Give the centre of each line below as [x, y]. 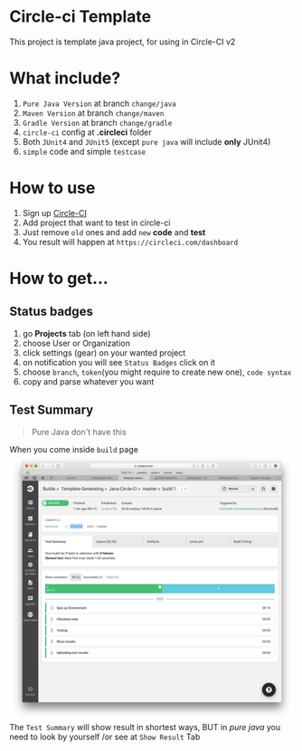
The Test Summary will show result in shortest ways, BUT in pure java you [145, 727]
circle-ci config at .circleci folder [87, 132]
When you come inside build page [74, 449]
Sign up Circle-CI [55, 213]
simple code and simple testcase [84, 151]
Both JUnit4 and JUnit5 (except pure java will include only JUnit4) [146, 141]
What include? [65, 78]
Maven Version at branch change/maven [93, 113]
